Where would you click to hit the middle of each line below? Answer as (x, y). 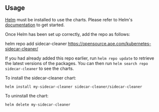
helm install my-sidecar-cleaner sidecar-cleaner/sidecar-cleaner (74, 87)
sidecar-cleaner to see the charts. (40, 68)
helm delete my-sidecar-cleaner (38, 104)
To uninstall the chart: (27, 96)
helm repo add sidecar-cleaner (36, 44)
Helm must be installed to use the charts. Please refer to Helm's (69, 19)
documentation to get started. (35, 25)
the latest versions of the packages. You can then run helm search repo (77, 63)
